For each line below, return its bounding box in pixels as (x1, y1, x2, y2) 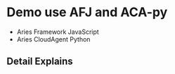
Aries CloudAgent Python (16, 35, 91, 43)
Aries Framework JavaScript (16, 27, 99, 36)
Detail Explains (6, 56, 73, 68)
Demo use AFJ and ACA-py (6, 4, 168, 20)
